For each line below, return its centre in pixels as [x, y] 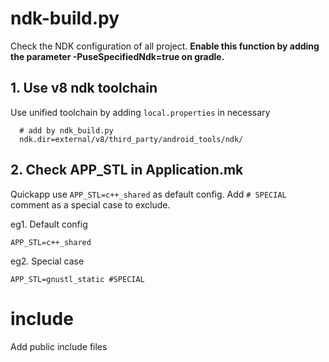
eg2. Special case [47, 261]
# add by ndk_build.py [66, 130]
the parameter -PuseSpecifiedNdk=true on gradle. [117, 56]
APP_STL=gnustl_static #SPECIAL [77, 279]
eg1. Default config [49, 224]
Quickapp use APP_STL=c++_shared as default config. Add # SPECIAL [148, 194]
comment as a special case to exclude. [90, 204]
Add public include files [59, 346]
